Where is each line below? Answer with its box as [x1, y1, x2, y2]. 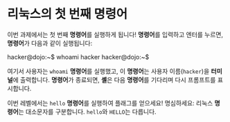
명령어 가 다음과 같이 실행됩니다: [7, 39, 93, 47]
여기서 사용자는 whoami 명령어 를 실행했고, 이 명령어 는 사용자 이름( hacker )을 [7, 67, 210, 75]
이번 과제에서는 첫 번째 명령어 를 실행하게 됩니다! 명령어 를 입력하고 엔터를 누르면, [7, 30, 224, 39]
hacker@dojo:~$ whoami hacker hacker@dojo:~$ [7, 52, 150, 61]
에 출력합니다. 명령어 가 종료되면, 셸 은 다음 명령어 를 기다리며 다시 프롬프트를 [12, 75, 216, 83]
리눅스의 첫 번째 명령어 [7, 6, 128, 22]
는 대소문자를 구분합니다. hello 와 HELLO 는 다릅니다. [18, 108, 157, 116]
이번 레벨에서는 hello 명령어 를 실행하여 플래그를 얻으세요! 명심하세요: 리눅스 [7, 99, 213, 107]
